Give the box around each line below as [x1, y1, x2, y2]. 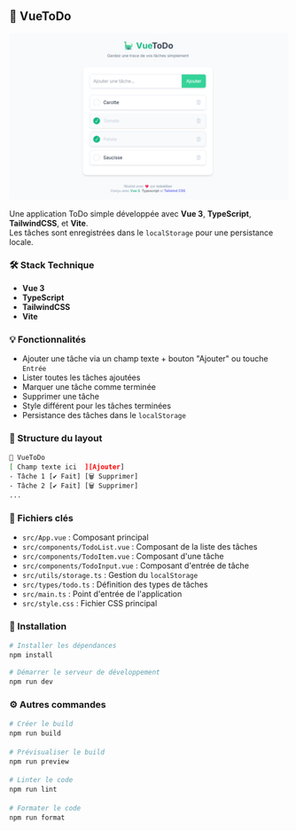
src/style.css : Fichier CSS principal [21, 598, 158, 609]
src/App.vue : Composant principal [21, 532, 149, 542]
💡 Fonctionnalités [9, 333, 87, 345]
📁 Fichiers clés [9, 511, 74, 524]
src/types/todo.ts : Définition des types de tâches [21, 579, 208, 590]
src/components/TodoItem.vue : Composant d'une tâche [21, 551, 224, 562]
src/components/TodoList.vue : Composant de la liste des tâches [21, 542, 258, 552]
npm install [9, 651, 53, 660]
